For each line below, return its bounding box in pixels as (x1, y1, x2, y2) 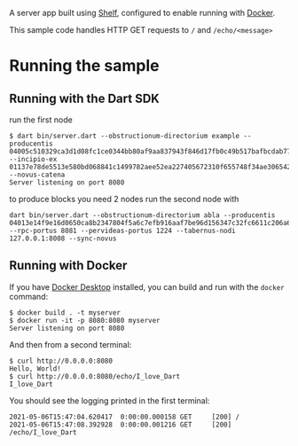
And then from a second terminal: (9, 339, 132, 349)
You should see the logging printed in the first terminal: (9, 395, 210, 406)
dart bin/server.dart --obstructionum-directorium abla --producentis (9, 211, 276, 220)
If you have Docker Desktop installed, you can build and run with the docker (9, 281, 286, 292)
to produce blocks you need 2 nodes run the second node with (9, 194, 239, 204)
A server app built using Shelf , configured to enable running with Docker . (9, 8, 276, 18)
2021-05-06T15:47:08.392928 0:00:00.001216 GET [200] (9, 420, 232, 429)
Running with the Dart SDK (9, 90, 160, 106)
